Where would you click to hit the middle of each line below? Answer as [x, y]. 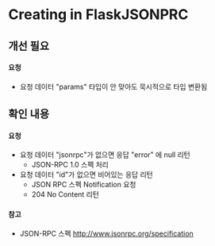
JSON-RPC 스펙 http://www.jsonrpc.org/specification [107, 233]
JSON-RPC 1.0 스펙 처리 [70, 165]
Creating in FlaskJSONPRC [98, 15]
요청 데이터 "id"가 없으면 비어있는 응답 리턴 [86, 175]
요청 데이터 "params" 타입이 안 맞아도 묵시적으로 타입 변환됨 [113, 86]
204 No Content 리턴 [65, 194]
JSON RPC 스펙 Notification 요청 [84, 185]
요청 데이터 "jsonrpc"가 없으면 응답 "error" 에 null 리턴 [105, 155]
